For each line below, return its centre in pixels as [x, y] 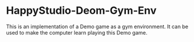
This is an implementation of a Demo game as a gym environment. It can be [97, 26]
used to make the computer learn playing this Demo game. [77, 32]
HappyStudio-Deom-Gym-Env [81, 11]
